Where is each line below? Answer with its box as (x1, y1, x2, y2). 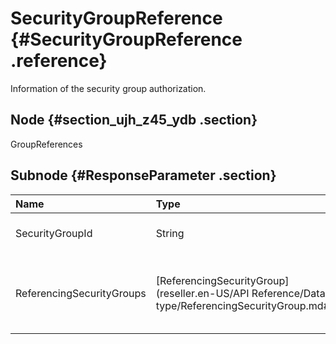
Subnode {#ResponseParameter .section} (10, 167, 277, 184)
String (155, 226, 185, 240)
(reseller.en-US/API (155, 286, 250, 300)
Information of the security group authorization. (10, 82, 207, 94)
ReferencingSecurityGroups (15, 286, 147, 300)
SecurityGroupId (15, 226, 93, 240)
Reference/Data (251, 286, 326, 300)
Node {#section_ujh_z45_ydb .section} (10, 112, 258, 129)
